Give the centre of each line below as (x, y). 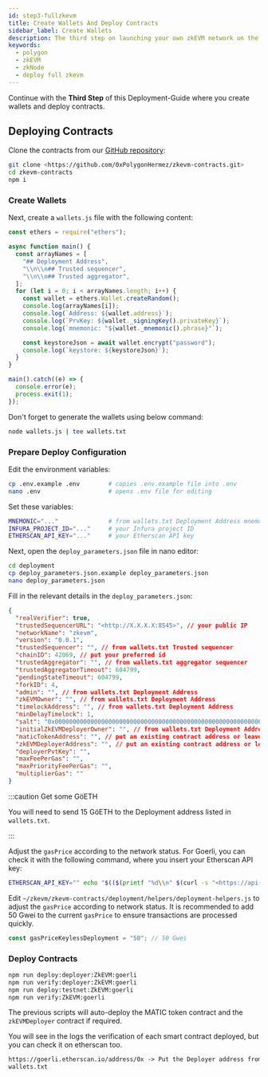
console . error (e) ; (46, 387)
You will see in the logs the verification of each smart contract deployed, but (134, 1036)
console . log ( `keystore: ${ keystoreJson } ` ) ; (96, 350)
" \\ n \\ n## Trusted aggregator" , (76, 276)
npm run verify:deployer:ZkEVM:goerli (73, 982)
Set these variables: (41, 507)
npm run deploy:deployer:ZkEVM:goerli (73, 975)
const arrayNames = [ (51, 254)
